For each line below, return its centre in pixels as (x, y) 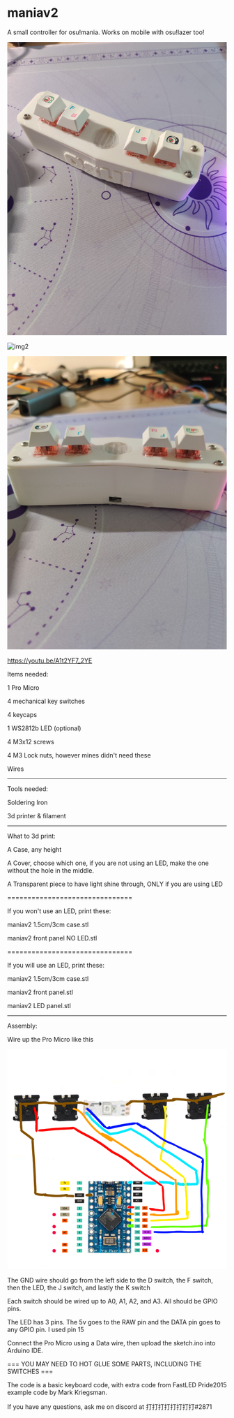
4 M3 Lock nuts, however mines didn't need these (79, 755)
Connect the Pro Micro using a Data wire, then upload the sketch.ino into (111, 1343)
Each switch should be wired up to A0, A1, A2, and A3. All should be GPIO (112, 1301)
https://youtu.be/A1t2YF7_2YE (50, 660)
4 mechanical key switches (46, 701)
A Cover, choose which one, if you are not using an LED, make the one (108, 863)
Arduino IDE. (25, 1350)
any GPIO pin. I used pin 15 (46, 1329)
